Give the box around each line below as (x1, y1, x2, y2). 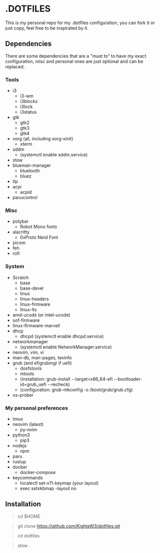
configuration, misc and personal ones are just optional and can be (5, 58, 143, 64)
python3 (12, 432, 30, 438)
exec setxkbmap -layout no (20, 485, 77, 491)
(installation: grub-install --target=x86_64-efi (20, 376, 113, 382)
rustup (12, 458, 27, 465)
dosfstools (20, 365, 42, 371)
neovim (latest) (12, 421, 44, 427)
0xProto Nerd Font (20, 234, 59, 240)
